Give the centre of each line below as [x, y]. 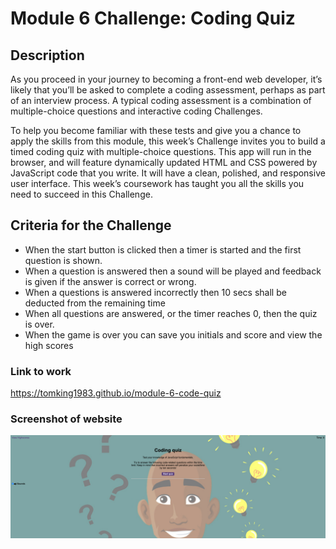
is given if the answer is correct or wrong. [110, 281]
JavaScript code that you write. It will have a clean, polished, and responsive [168, 173]
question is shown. [63, 260]
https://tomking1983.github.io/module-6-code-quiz [116, 393]
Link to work [41, 371]
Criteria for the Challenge [91, 225]
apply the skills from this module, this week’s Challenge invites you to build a [168, 141]
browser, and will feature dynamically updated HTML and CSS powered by [164, 162]
